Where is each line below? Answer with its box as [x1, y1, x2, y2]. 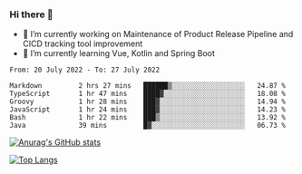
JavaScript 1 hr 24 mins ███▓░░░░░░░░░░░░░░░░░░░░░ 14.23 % [9, 105, 286, 114]
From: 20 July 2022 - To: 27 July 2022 [9, 65, 161, 75]
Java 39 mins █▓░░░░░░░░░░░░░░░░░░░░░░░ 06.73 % [9, 121, 286, 130]
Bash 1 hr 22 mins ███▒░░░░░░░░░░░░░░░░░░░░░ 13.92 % [9, 113, 286, 122]
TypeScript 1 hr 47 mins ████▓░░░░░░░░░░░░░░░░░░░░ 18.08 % [9, 90, 286, 99]
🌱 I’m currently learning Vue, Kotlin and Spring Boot [22, 48, 216, 59]
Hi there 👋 [9, 8, 54, 21]
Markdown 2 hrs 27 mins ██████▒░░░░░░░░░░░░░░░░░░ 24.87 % [9, 82, 286, 91]
